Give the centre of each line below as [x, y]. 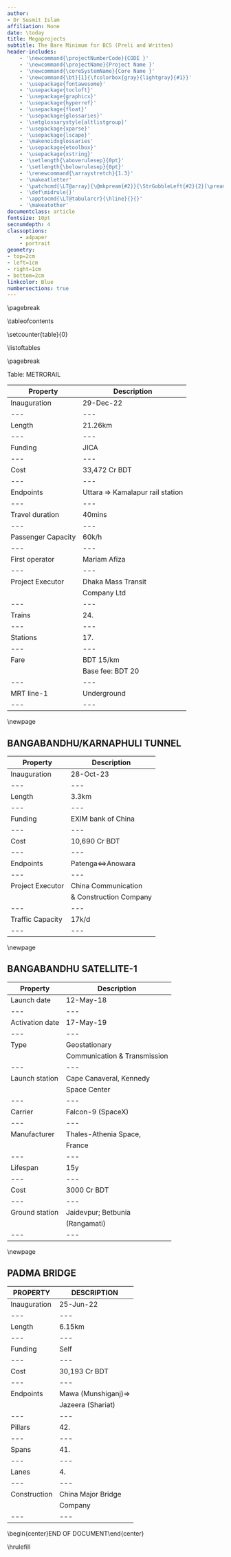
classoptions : [27, 231]
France [77, 1145]
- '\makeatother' [44, 206]
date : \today [26, 33]
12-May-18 [86, 1000]
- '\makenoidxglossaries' [57, 142]
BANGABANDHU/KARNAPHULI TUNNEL [94, 743]
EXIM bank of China [103, 819]
